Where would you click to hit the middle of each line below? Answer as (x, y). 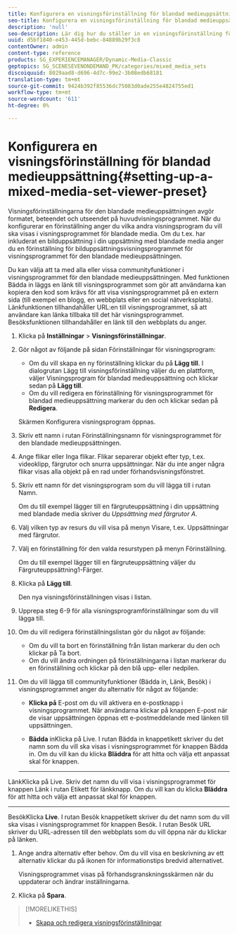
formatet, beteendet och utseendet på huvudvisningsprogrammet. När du (114, 219)
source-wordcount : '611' (44, 99)
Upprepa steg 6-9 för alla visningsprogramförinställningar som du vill (118, 610)
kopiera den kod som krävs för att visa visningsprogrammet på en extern (113, 292)
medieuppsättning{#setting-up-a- (111, 177)
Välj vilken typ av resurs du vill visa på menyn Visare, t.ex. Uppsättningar (123, 527)
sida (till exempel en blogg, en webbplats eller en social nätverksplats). (111, 300)
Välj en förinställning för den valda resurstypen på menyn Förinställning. (122, 548)
